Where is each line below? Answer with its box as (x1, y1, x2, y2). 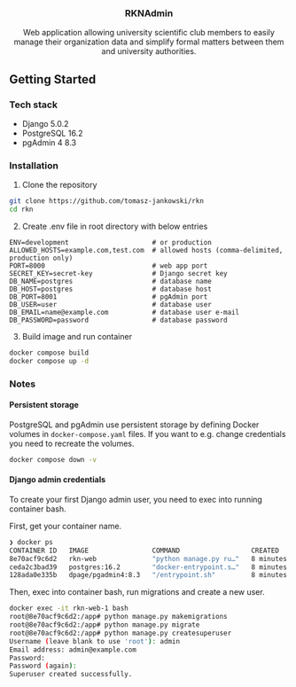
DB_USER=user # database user (9, 301, 213, 309)
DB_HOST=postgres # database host (9, 285, 213, 294)
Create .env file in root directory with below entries (21, 221, 208, 232)
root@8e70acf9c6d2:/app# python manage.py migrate (9, 621, 200, 629)
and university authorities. (101, 46, 197, 57)
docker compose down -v (9, 455, 97, 464)
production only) (9, 254, 74, 263)
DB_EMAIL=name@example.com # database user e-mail (9, 308, 240, 317)
